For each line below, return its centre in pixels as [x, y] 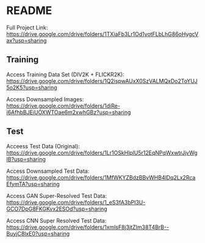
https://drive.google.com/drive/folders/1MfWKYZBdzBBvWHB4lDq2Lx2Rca [101, 177]
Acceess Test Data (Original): [43, 146]
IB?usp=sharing [26, 159]
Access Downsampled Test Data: [48, 171]
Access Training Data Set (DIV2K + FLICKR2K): [66, 74]
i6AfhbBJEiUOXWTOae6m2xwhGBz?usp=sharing [69, 112]
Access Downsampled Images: [45, 99]
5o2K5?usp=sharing [32, 87]
